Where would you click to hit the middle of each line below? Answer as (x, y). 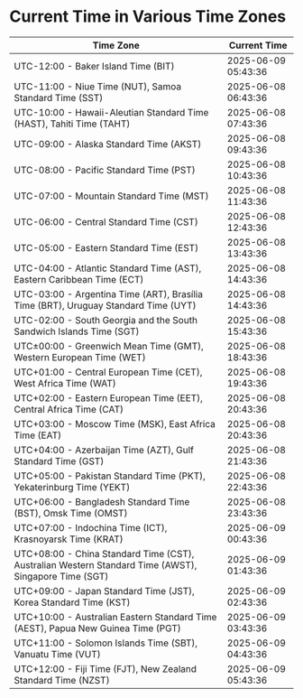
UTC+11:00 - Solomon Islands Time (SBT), (106, 643)
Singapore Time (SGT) (61, 576)
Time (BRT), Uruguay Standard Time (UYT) (105, 305)
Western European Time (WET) (80, 357)
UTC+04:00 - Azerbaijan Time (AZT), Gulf (104, 450)
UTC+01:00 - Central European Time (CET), (108, 372)
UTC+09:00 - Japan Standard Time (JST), (105, 591)
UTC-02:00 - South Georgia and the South (106, 320)
